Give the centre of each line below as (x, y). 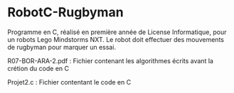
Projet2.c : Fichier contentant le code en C (69, 82)
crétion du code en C (38, 68)
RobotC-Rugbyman (65, 12)
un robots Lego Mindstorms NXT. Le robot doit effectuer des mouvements (116, 39)
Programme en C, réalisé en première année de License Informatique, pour (117, 32)
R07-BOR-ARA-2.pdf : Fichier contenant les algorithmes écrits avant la (110, 60)
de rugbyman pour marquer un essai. (62, 47)
